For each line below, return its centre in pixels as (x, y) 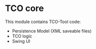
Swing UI (21, 41)
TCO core (24, 8)
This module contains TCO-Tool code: (43, 22)
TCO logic (22, 36)
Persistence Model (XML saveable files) (52, 31)
